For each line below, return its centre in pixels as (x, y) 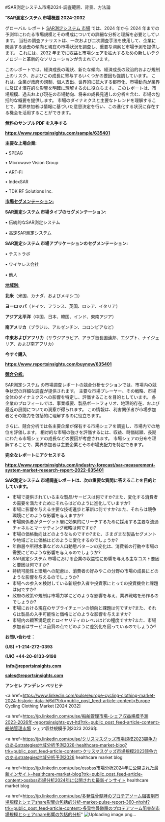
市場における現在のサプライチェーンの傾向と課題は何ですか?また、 (80, 608)
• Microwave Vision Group (32, 162)
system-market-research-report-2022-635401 (55, 470)
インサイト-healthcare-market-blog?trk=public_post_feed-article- (76, 774)
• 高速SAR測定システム (28, 233)
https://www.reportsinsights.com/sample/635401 (58, 133)
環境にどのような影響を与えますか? (48, 515)
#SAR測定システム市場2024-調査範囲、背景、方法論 (58, 7)
